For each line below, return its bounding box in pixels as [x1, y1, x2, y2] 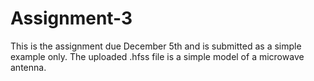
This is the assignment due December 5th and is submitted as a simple [10, 40, 302, 52]
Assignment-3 [10, 7, 133, 30]
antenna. [10, 61, 47, 73]
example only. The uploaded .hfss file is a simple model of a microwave [10, 50, 305, 62]
